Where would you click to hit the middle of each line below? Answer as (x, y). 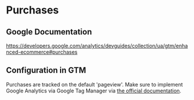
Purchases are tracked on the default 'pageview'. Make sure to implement (95, 84)
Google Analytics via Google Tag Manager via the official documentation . (94, 91)
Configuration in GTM (46, 70)
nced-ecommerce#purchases (42, 52)
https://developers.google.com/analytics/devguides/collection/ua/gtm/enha (97, 46)
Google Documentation (49, 32)
